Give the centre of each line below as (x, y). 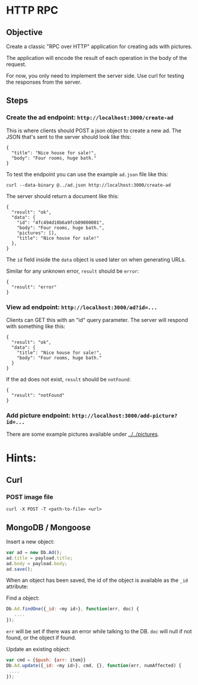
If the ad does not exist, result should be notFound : (68, 379)
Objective (25, 32)
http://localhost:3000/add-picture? (125, 415)
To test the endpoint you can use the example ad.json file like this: (87, 174)
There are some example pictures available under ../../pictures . (83, 434)
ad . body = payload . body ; (37, 563)
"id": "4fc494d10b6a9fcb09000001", (61, 222)
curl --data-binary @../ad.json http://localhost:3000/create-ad (88, 185)
